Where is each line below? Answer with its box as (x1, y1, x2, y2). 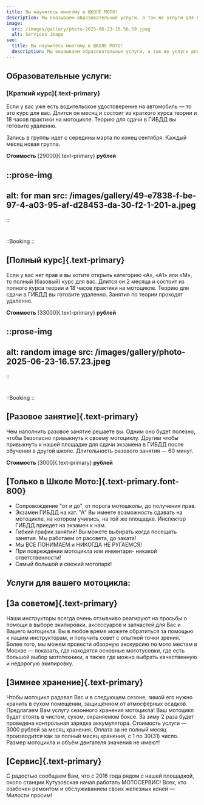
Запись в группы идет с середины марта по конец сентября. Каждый (6, 134, 187, 142)
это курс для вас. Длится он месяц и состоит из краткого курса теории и (6, 109, 197, 117)
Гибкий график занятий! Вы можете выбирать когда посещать (15, 528, 177, 535)
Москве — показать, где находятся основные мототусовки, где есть (6, 646, 185, 654)
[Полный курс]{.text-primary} (6, 255, 125, 265)
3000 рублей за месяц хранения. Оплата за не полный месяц (6, 725, 167, 733)
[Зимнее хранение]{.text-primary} (6, 677, 144, 688)
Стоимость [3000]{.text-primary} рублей (6, 459, 114, 466)
